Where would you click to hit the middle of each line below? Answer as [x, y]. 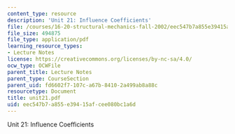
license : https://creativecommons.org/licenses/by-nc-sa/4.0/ [100, 59]
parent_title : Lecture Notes [50, 72]
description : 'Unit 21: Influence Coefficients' [79, 20]
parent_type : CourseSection [48, 79]
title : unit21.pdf [34, 98]
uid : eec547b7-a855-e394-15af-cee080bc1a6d [72, 105]
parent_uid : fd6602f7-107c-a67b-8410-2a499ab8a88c [83, 85]
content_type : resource [42, 14]
